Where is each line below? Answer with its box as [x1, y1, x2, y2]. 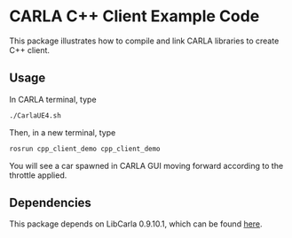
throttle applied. [9, 170, 67, 180]
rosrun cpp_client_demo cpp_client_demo [9, 144, 162, 153]
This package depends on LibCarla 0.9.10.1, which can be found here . [9, 219, 264, 229]
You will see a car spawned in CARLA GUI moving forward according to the [9, 160, 284, 171]
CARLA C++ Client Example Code [9, 6, 260, 27]
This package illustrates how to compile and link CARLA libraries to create [9, 35, 280, 46]
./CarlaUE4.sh [9, 111, 62, 120]
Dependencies [9, 195, 91, 210]
